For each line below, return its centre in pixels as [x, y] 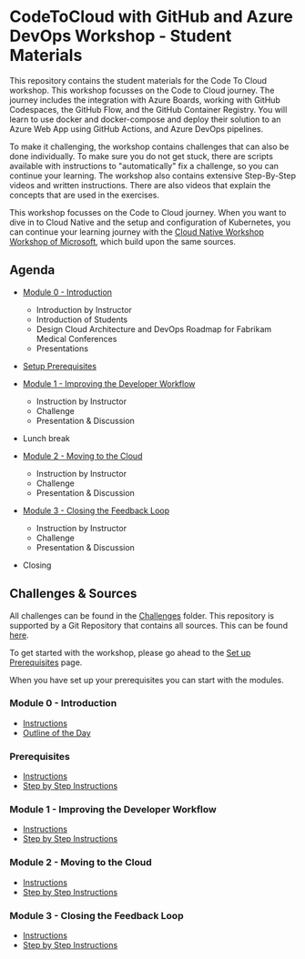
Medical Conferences [76, 338]
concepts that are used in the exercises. [85, 195]
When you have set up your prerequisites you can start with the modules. [147, 680]
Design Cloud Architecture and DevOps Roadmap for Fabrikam [154, 328]
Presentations [62, 348]
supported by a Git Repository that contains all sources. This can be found [149, 625]
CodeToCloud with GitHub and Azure [151, 17]
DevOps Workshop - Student [121, 36]
